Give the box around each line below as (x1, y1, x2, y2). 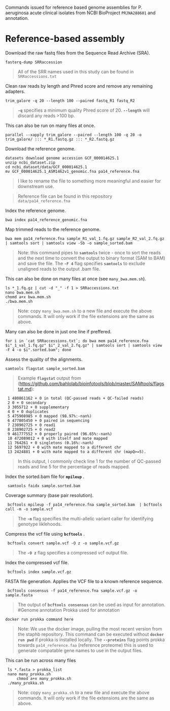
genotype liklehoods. (17, 521, 62, 527)
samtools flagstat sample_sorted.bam (5, 366, 85, 371)
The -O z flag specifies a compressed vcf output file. (17, 549, 128, 556)
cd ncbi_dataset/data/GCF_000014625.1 (5, 164, 87, 170)
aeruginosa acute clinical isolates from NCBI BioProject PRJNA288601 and (5, 10, 156, 16)
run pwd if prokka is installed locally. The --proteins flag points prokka (17, 637, 165, 643)
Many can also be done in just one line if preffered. (5, 328, 112, 334)
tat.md (17, 386, 31, 392)
